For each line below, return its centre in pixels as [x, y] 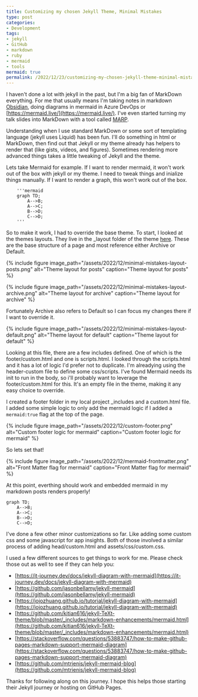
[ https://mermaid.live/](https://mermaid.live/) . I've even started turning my [96, 113]
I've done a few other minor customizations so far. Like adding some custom [99, 534]
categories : [21, 22]
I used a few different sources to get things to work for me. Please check [94, 558]
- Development [24, 28]
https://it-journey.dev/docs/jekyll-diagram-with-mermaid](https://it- [99, 576]
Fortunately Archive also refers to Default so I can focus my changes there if [99, 311]
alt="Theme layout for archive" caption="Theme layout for [109, 294]
